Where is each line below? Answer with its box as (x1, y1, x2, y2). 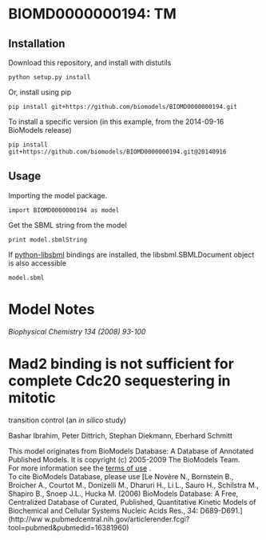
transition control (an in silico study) (8, 415, 126, 425)
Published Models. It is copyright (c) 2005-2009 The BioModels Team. (8, 454, 240, 464)
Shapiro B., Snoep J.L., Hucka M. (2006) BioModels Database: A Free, (8, 489, 239, 498)
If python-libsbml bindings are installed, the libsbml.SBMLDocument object (8, 250, 255, 259)
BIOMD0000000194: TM (8, 5, 177, 23)
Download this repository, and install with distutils (8, 58, 172, 67)
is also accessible (8, 258, 67, 268)
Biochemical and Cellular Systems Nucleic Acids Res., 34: (8, 506, 199, 515)
